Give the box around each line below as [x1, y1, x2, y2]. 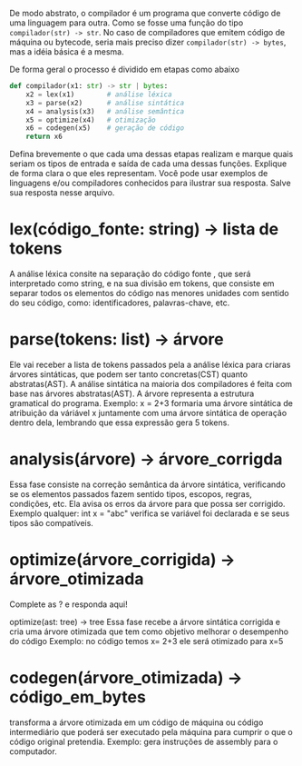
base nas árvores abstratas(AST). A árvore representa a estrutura [9, 388, 255, 399]
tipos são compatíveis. [9, 517, 93, 528]
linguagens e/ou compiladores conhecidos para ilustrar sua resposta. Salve [9, 177, 292, 189]
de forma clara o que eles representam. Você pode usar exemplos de [9, 168, 268, 179]
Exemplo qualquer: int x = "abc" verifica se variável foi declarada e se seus [9, 508, 290, 519]
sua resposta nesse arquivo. [9, 187, 115, 198]
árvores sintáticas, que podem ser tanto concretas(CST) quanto [9, 369, 248, 380]
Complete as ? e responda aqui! [9, 599, 129, 610]
